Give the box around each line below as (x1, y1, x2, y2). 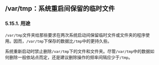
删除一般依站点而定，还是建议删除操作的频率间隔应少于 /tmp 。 (9, 54, 133, 60)
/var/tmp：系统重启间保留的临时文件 (5, 4, 115, 13)
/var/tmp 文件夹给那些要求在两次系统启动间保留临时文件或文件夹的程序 (5, 32, 146, 38)
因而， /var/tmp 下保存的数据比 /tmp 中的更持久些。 (13, 38, 112, 44)
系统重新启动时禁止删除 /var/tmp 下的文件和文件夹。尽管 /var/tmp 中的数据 (5, 48, 150, 54)
